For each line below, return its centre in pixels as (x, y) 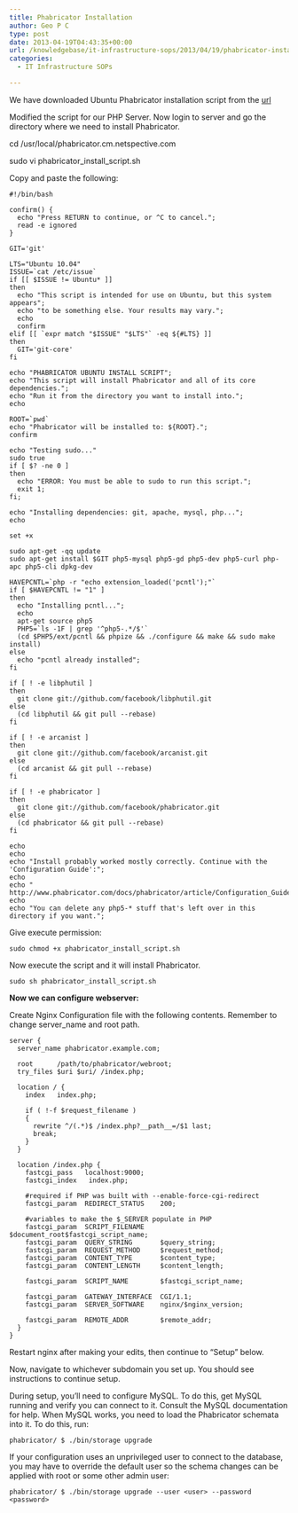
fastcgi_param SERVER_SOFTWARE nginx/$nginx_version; (134, 1305)
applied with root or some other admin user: (90, 1475)
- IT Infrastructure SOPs (65, 67)
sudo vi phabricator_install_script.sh (75, 161)
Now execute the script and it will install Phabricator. (105, 965)
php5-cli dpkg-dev (59, 567)
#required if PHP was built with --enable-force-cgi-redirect (142, 1196)
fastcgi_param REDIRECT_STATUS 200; (101, 1203)
